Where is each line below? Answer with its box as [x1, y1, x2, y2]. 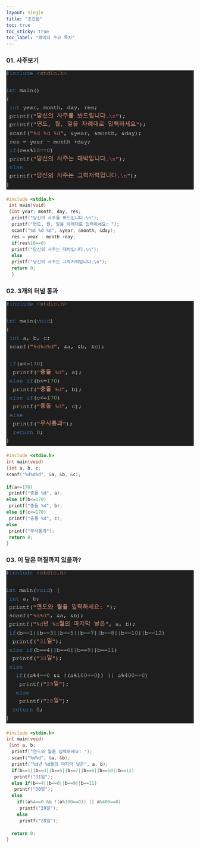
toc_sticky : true [6, 29, 49, 35]
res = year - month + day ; [11, 234, 76, 240]
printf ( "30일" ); [14, 787, 54, 793]
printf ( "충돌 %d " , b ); [8, 503, 62, 509]
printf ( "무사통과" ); [8, 528, 55, 534]
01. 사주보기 [6, 57, 39, 65]
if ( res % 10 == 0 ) [11, 240, 46, 246]
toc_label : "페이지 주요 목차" [6, 35, 75, 41]
